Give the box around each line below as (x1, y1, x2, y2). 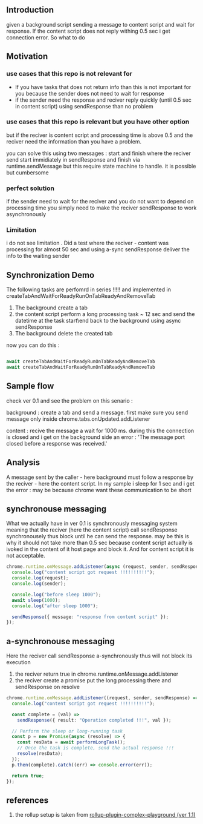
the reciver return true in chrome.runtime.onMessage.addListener (14, 670, 179, 677)
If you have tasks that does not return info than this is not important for (14, 83, 192, 90)
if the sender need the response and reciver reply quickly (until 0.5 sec (14, 96, 192, 104)
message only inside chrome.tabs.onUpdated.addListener (6, 415, 150, 423)
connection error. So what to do (6, 33, 86, 41)
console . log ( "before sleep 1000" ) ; (11, 592, 101, 598)
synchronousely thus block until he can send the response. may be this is (6, 533, 189, 540)
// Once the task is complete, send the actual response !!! (17, 745, 174, 751)
